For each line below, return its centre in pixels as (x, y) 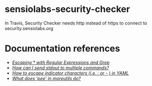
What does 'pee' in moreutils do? (46, 78)
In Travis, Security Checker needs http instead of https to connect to (76, 23)
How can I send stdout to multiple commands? (60, 67)
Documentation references (62, 49)
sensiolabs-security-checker (67, 9)
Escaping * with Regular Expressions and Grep (61, 62)
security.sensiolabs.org (29, 28)
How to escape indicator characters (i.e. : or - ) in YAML (70, 73)
